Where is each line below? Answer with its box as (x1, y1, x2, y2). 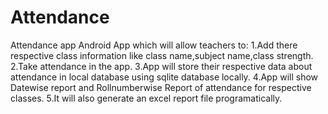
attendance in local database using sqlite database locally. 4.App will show (10, 71, 319, 83)
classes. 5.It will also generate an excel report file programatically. (10, 92, 283, 104)
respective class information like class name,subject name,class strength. (10, 49, 314, 61)
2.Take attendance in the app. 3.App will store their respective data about (10, 60, 313, 72)
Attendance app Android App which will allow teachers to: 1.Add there (10, 39, 298, 51)
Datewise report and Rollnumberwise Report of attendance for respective (10, 81, 312, 93)
